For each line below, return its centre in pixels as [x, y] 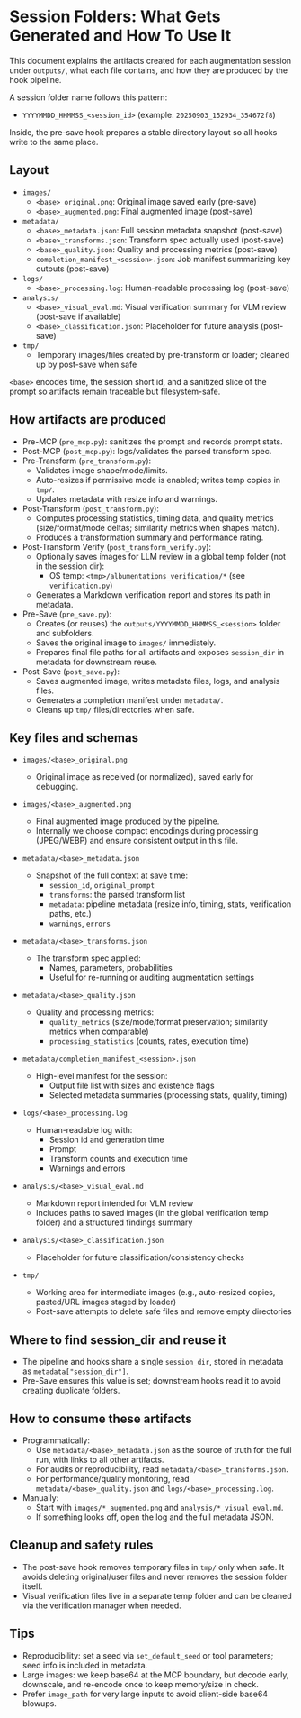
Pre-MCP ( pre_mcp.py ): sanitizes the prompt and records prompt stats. [152, 441]
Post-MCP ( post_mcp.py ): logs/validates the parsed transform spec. [147, 451]
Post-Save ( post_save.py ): [71, 671]
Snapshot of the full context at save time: [112, 875]
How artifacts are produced [88, 420]
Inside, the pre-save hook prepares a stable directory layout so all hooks [143, 132]
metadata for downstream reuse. [96, 662]
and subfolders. [65, 633]
